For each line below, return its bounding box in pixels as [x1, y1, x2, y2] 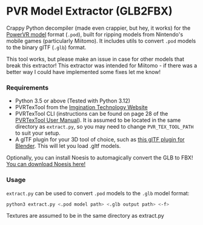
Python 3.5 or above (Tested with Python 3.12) [15, 97, 130, 104]
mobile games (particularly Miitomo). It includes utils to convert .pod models [6, 37, 196, 44]
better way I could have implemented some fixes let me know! [6, 68, 161, 75]
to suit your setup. [15, 129, 61, 137]
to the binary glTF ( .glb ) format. [6, 44, 87, 51]
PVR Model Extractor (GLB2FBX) [6, 4, 173, 18]
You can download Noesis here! [6, 161, 86, 168]
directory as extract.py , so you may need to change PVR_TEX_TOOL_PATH [15, 123, 194, 130]
